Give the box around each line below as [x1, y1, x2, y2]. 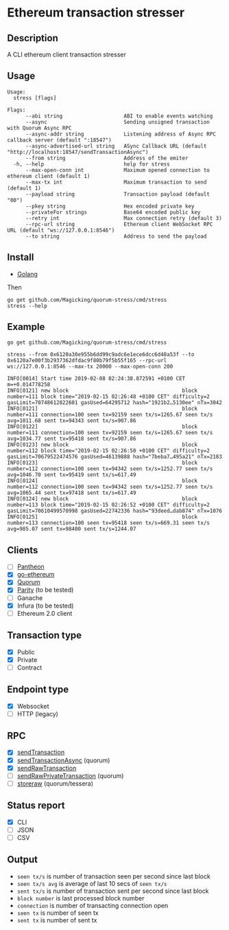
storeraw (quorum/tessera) [16, 779, 94, 788]
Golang [16, 269, 38, 278]
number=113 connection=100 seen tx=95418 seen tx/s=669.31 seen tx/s [7, 520, 210, 527]
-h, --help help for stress [13, 160, 170, 168]
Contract [16, 663, 43, 672]
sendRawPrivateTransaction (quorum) [16, 771, 124, 779]
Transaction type [7, 630, 82, 641]
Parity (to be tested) [16, 586, 74, 594]
